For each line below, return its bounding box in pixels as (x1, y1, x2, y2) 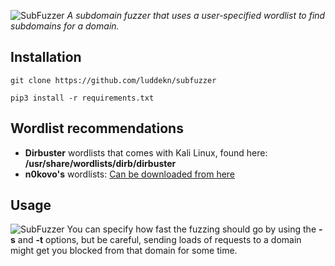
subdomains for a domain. (10, 20, 120, 32)
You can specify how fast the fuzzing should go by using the (66, 223, 317, 235)
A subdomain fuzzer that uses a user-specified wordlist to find (66, 10, 326, 21)
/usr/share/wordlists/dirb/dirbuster (24, 157, 177, 169)
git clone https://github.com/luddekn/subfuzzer (10, 75, 217, 85)
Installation (10, 49, 82, 66)
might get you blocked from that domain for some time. (10, 245, 238, 257)
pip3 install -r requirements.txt (10, 93, 155, 103)
